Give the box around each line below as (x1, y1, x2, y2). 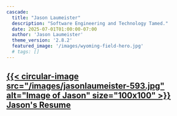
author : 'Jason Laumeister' (12, 32, 84, 38)
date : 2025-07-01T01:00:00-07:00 (12, 26, 97, 32)
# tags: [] (12, 49, 40, 55)
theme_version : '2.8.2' (12, 37, 72, 43)
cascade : (6, 9, 29, 15)
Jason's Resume (6, 100, 71, 111)
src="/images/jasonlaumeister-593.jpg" (6, 81, 165, 92)
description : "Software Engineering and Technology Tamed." (12, 20, 168, 26)
